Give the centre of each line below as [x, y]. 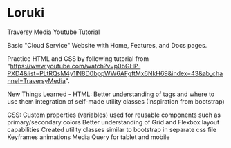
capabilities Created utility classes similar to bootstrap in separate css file [112, 129]
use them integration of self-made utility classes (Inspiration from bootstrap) [116, 101]
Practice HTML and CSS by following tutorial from [78, 58]
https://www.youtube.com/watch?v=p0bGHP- [75, 66]
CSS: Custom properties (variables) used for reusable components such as [114, 115]
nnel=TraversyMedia [36, 80]
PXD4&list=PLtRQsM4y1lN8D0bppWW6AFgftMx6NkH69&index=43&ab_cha [115, 73]
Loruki [26, 13]
